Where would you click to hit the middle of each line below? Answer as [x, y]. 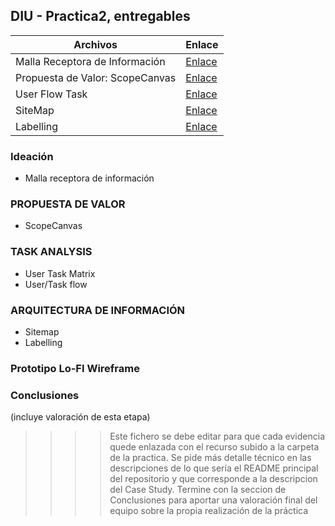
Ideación [32, 156]
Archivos [95, 44]
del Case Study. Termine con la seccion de [198, 490]
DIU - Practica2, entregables [100, 16]
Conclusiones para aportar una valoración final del [213, 500]
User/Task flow [56, 284]
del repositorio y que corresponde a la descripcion [213, 479]
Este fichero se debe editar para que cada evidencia [217, 436]
